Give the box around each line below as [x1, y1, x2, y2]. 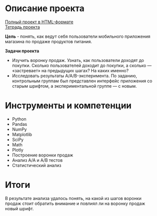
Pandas [12, 121, 28, 127]
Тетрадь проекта [5, 24, 40, 30]
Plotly [12, 147, 24, 153]
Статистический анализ [12, 162, 61, 168]
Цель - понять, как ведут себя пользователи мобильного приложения [5, 33, 151, 39]
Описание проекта [5, 3, 85, 14]
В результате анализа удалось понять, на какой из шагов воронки [5, 195, 142, 201]
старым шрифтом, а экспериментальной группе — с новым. [12, 83, 137, 89]
